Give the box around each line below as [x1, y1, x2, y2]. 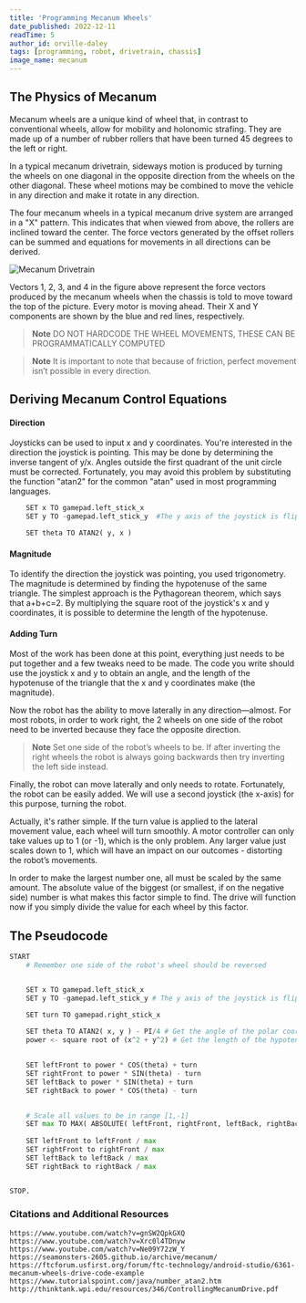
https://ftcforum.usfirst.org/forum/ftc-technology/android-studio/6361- [9, 1260, 296, 1269]
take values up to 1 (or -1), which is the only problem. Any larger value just [9, 836, 287, 847]
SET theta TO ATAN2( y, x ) [25, 528, 132, 538]
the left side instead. [31, 761, 109, 772]
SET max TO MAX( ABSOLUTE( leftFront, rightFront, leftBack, [25, 1120, 262, 1129]
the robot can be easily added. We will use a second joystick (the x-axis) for [9, 788, 294, 799]
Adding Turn [9, 628, 57, 639]
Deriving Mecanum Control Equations [9, 391, 228, 407]
